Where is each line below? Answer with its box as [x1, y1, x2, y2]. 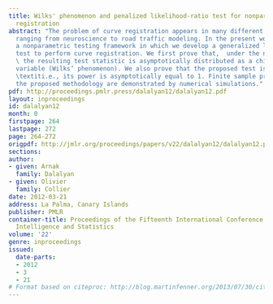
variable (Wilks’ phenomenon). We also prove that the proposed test [15, 65, 256, 73]
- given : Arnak [8, 163, 60, 171]
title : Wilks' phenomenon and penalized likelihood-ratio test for [8, 11, 242, 20]
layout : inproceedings [8, 95, 85, 103]
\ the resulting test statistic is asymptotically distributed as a [15, 58, 253, 66]
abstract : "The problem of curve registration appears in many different [8, 27, 264, 35]
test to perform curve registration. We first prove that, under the [15, 49, 260, 58]
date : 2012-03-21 [8, 192, 67, 201]
